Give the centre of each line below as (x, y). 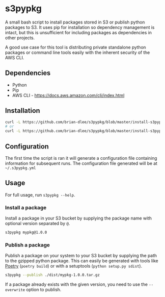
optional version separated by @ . (38, 223)
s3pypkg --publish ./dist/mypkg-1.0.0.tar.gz (52, 275)
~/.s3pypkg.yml (21, 168)
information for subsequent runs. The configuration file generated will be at (81, 163)
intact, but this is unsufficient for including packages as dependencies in (79, 32)
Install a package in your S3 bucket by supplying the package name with (79, 218)
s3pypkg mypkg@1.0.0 (26, 233)
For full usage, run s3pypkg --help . (40, 195)
